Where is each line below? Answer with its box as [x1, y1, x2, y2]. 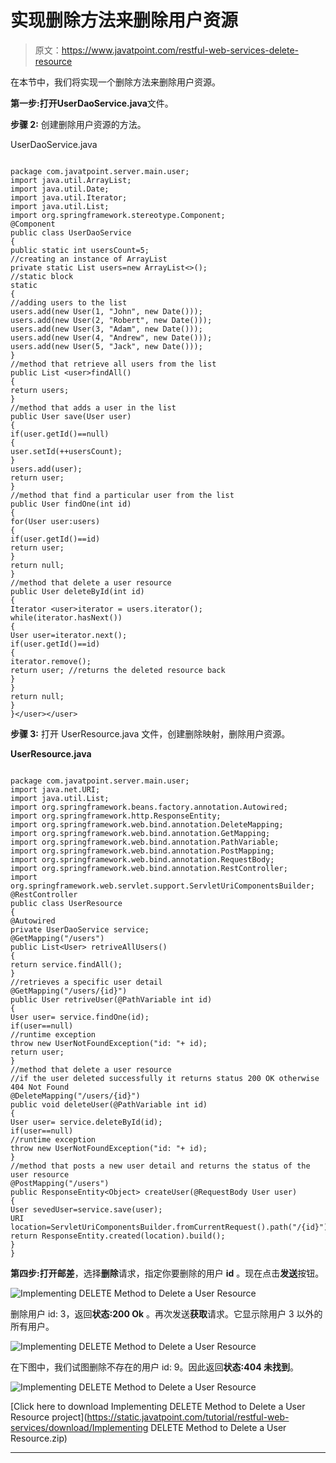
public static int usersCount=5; [10, 245, 150, 255]
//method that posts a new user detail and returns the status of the [10, 1161, 311, 1171]
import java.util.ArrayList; [10, 175, 132, 185]
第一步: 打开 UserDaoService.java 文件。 [10, 97, 174, 109]
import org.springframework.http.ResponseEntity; [10, 811, 222, 821]
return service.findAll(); [10, 959, 123, 970]
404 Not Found [10, 1082, 70, 1092]
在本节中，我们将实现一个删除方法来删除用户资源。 [10, 76, 221, 88]
